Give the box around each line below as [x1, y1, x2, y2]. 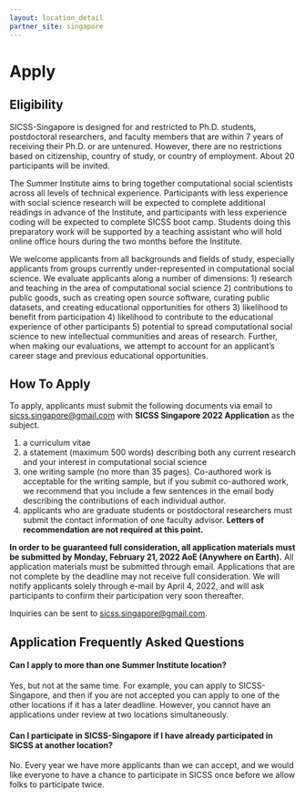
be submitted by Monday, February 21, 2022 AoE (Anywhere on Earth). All [9, 551, 294, 562]
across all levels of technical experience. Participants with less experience [9, 187, 289, 198]
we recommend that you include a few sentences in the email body [22, 486, 275, 497]
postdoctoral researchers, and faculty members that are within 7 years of [9, 131, 284, 142]
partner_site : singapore [9, 22, 104, 31]
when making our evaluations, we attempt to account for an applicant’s [9, 340, 275, 351]
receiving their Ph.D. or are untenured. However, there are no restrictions [9, 140, 282, 151]
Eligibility [9, 97, 64, 113]
